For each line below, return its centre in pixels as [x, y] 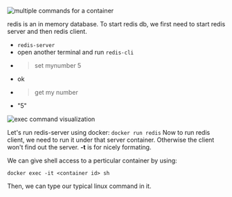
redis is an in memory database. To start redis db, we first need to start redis [116, 24]
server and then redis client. [47, 31]
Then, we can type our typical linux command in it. [79, 186]
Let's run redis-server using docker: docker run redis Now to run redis [109, 132]
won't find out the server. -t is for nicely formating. [79, 147]
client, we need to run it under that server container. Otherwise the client [111, 140]
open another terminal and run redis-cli [75, 52]
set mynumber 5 [58, 65]
